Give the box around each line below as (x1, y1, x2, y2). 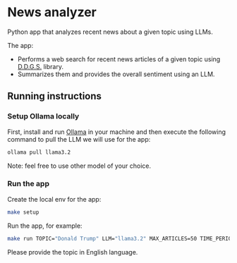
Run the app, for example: (7, 221, 83, 230)
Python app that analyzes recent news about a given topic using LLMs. (7, 27, 213, 36)
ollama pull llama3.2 (7, 149, 71, 156)
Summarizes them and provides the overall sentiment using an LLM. (17, 70, 215, 78)
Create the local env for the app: (7, 195, 102, 203)
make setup (7, 209, 39, 216)
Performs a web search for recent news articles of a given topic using (17, 54, 221, 63)
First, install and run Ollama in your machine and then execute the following (7, 128, 226, 136)
